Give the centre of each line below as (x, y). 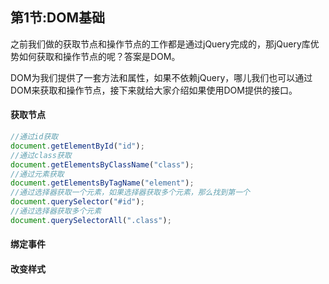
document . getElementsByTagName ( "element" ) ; (102, 183)
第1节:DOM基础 (57, 18)
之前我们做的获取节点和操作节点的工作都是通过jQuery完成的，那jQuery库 (160, 44)
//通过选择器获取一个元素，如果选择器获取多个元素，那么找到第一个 (130, 193)
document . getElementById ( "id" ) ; (77, 146)
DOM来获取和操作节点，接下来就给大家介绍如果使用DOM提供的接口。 (154, 90)
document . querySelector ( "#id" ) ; (77, 202)
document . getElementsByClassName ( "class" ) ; (102, 164)
